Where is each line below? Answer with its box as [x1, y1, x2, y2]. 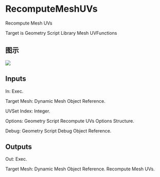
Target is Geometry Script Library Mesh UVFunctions [5, 30, 117, 36]
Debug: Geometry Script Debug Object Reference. [5, 127, 112, 134]
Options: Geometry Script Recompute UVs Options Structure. [5, 118, 134, 124]
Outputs [5, 142, 32, 151]
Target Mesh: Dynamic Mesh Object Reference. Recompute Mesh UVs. [5, 166, 155, 172]
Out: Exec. [5, 156, 27, 162]
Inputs [5, 75, 27, 83]
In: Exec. [5, 88, 24, 94]
